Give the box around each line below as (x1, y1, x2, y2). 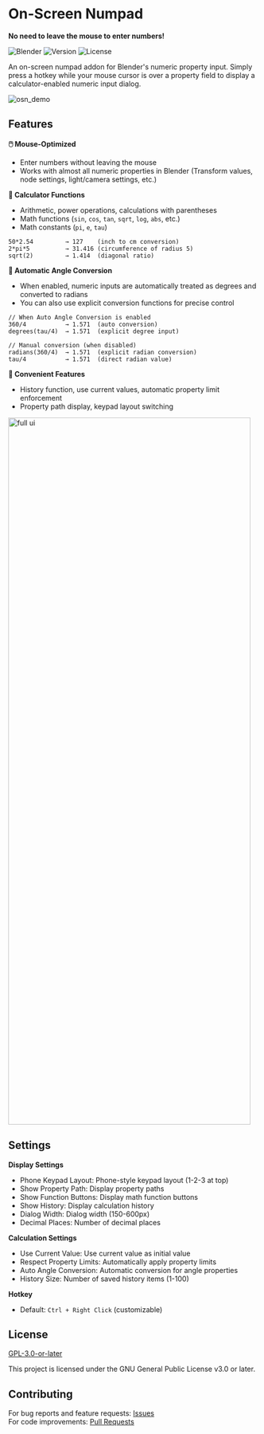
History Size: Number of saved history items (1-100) (19, 1274, 189, 1283)
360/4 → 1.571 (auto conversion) (8, 320, 158, 328)
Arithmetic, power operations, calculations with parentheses (19, 205, 217, 215)
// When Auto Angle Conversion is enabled (8, 313, 151, 321)
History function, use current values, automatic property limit (19, 384, 220, 394)
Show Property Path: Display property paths (19, 1184, 165, 1193)
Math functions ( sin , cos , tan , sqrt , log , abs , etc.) (19, 214, 181, 223)
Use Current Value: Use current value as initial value (19, 1248, 191, 1258)
